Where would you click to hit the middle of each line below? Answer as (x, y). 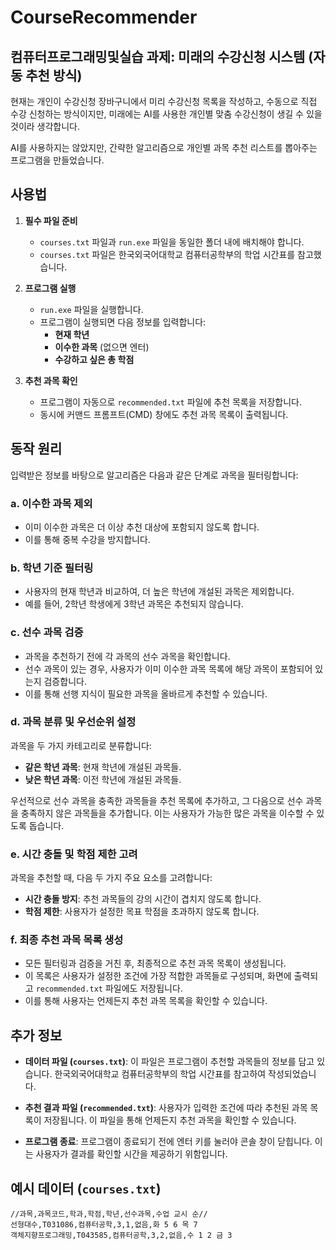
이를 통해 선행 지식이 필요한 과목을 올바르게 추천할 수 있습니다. (146, 693)
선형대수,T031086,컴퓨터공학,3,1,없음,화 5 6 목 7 (104, 1225)
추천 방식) (54, 75)
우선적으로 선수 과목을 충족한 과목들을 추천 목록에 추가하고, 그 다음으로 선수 (157, 800)
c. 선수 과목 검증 (47, 633)
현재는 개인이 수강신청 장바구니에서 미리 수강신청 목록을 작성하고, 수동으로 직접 (164, 101)
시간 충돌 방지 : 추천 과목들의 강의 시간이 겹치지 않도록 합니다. (143, 899)
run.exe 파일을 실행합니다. (91, 309)
